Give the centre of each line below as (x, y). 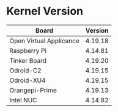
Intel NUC (23, 100)
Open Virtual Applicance (44, 41)
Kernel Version (45, 11)
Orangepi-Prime (33, 90)
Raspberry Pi (28, 51)
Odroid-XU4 (28, 80)
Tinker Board (28, 60)
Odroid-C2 (25, 70)
